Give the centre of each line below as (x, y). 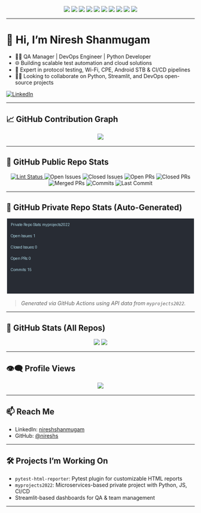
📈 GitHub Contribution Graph (62, 119)
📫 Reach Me (31, 412)
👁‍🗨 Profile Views (41, 369)
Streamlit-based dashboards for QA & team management (85, 497)
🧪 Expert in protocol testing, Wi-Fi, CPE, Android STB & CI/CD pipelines (102, 70)
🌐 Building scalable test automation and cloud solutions (83, 62)
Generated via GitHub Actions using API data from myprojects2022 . (103, 303)
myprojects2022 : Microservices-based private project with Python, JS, (101, 485)
